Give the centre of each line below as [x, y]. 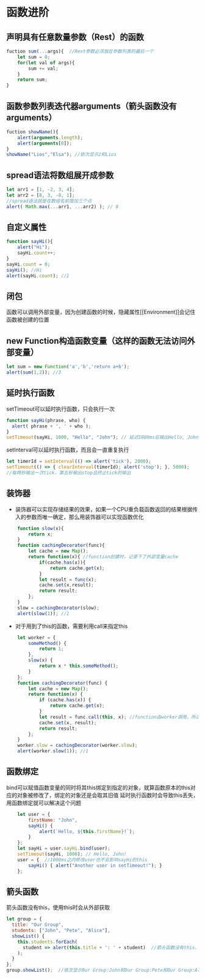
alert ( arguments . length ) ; [50, 137]
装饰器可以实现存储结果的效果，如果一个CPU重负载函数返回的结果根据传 [106, 509]
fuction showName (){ [33, 132]
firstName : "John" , [53, 820]
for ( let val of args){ [46, 63]
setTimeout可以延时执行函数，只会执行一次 [60, 409]
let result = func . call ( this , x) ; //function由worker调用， [115, 717]
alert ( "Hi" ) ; [34, 247]
